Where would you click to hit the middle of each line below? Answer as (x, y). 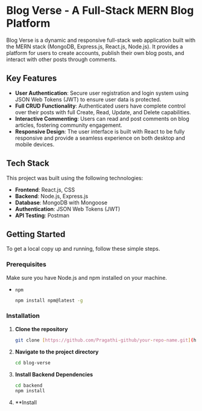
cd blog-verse (33, 363)
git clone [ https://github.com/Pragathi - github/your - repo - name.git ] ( (104, 340)
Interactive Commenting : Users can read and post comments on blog (102, 118)
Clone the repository (41, 329)
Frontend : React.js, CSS (45, 189)
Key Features (32, 78)
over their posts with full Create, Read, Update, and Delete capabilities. (103, 112)
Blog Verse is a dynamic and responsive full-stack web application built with (101, 40)
